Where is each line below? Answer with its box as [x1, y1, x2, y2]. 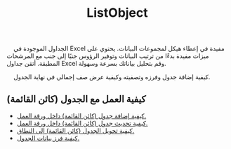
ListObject [86, 5, 148, 21]
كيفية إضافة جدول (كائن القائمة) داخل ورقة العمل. [16, 112, 147, 120]
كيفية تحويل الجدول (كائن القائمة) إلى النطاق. [16, 127, 135, 134]
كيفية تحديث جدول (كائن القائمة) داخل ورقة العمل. [16, 119, 148, 127]
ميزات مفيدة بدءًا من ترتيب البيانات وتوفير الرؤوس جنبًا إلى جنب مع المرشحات [6, 52, 209, 60]
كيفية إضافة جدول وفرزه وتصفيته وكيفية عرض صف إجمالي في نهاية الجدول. [13, 73, 211, 81]
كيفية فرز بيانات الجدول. [16, 134, 80, 142]
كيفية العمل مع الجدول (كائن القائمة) [6, 93, 147, 105]
